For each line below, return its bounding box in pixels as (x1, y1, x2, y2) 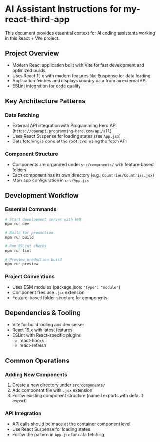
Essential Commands (5, 206, 57, 213)
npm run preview (5, 261, 38, 266)
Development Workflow (5, 191, 79, 200)
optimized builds (12, 67, 46, 73)
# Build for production (5, 230, 54, 235)
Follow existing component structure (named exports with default (12, 393, 144, 399)
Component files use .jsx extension (12, 289, 85, 295)
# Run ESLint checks (5, 243, 47, 248)
